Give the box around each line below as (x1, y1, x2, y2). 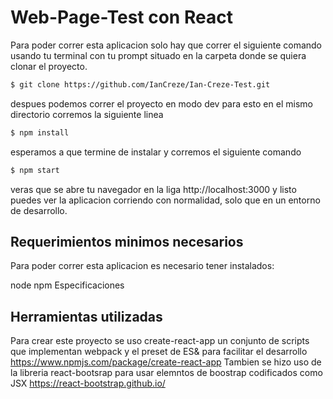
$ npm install (10, 127, 70, 138)
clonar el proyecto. (10, 60, 88, 72)
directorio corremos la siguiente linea (10, 108, 164, 120)
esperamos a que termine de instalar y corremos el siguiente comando (10, 146, 302, 158)
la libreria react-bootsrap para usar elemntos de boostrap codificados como (10, 367, 323, 379)
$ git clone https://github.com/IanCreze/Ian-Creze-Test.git (10, 79, 271, 90)
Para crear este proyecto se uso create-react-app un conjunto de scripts (10, 335, 310, 347)
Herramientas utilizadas (10, 308, 163, 325)
